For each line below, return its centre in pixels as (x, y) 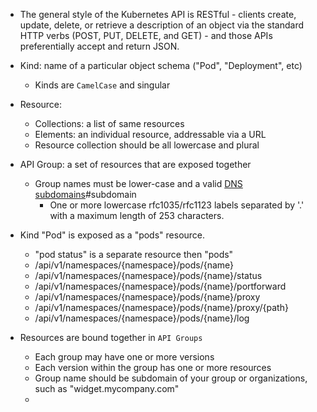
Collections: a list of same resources (109, 123)
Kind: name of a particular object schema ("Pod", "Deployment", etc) (161, 65)
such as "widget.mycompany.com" (107, 388)
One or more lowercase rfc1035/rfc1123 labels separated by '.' (177, 205)
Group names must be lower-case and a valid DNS (138, 183)
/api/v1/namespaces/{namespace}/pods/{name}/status (148, 275)
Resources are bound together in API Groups (111, 337)
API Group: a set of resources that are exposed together (135, 164)
